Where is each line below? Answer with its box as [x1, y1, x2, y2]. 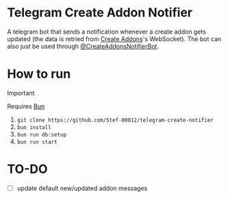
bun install [16, 124, 51, 131]
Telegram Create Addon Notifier [7, 5, 193, 21]
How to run [7, 67, 71, 82]
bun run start [16, 139, 58, 145]
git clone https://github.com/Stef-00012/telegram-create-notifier [16, 117, 214, 124]
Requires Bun [7, 102, 45, 110]
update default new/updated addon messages [16, 184, 148, 192]
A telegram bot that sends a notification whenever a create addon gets [7, 27, 207, 36]
